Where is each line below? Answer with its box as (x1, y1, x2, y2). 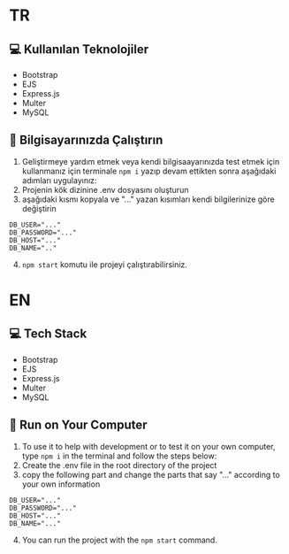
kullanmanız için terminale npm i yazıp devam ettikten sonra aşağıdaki (21, 165, 277, 176)
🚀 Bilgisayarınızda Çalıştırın (9, 133, 164, 148)
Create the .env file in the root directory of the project (21, 459, 217, 470)
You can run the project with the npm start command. (21, 535, 218, 545)
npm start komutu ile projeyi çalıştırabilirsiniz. (21, 258, 188, 270)
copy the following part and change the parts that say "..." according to (21, 469, 280, 480)
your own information (21, 479, 101, 489)
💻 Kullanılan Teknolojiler (9, 42, 148, 57)
